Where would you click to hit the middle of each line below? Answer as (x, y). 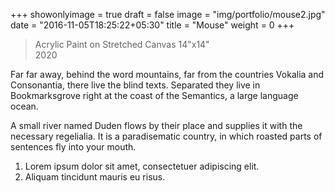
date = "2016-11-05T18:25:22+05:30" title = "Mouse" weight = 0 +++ (152, 25)
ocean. (24, 106)
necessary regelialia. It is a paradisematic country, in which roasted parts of (166, 136)
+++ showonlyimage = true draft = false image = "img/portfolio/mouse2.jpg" (168, 14)
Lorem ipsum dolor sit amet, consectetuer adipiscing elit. (142, 166)
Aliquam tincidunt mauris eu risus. (95, 177)
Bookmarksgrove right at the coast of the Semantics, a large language (154, 95)
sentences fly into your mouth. (73, 147)
